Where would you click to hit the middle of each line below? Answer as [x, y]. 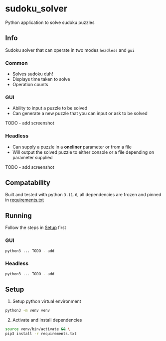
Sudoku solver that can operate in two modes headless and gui [70, 50]
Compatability [28, 183]
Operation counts [30, 85]
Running [19, 215]
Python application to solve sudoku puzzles [50, 22]
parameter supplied [33, 157]
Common [17, 63]
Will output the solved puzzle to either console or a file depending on [83, 152]
